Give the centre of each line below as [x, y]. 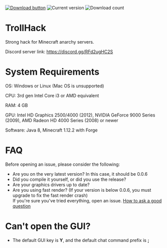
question [22, 206]
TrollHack [26, 28]
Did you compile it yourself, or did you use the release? [69, 179]
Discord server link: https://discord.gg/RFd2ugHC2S [59, 51]
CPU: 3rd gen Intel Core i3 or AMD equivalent [52, 95]
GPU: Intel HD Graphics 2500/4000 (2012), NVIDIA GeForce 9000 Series [80, 115]
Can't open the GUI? [48, 226]
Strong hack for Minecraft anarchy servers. [50, 42]
